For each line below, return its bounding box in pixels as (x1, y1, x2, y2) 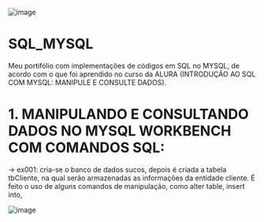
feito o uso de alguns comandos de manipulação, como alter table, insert (8, 181, 245, 191)
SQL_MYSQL (8, 35, 94, 53)
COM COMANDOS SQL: (8, 139, 165, 157)
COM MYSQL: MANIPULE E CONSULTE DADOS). (8, 77, 167, 87)
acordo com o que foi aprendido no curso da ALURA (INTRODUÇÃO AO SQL (8, 69, 256, 79)
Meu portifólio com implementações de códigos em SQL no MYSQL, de (8, 61, 240, 70)
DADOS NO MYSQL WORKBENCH (8, 122, 232, 140)
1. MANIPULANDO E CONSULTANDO (8, 105, 250, 124)
